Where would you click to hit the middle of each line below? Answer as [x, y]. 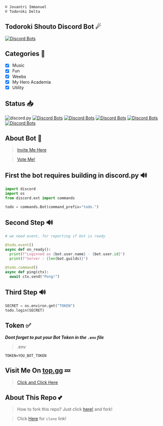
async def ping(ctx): [27, 272]
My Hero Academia [31, 82]
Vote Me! [26, 159]
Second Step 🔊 [29, 223]
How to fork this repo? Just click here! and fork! [65, 409]
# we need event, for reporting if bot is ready [55, 236]
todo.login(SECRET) [25, 311]
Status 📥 [19, 104]
